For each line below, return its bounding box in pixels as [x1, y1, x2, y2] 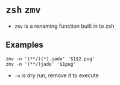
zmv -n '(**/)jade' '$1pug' [5, 61, 77, 67]
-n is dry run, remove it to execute [14, 72, 99, 79]
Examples [5, 40, 43, 50]
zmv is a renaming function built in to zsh [14, 22, 115, 30]
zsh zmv [5, 4, 41, 16]
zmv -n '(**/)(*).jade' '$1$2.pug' [5, 55, 95, 62]
